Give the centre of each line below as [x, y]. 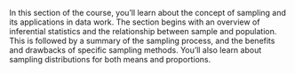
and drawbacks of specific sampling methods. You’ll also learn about [136, 50]
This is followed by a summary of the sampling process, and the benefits [142, 40]
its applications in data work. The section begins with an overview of [135, 22]
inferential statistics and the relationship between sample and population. [143, 31]
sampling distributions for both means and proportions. [110, 59]
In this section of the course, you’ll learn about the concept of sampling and [148, 13]
